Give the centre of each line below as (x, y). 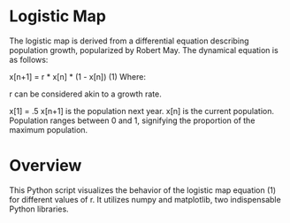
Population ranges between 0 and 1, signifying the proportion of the (132, 120)
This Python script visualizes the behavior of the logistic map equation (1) (143, 190)
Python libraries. (39, 209)
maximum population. (49, 129)
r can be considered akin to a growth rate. (85, 94)
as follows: (29, 59)
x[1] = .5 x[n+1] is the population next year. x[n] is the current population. (142, 111)
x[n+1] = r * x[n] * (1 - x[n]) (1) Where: (77, 76)
